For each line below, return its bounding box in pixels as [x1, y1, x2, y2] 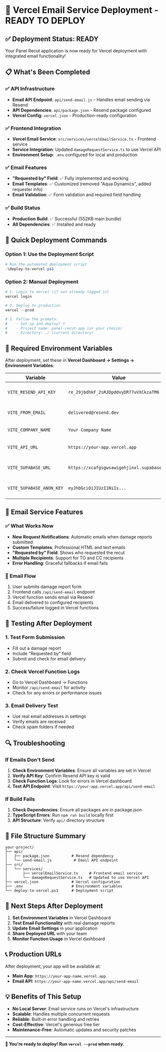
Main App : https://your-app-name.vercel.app [12, 973, 106, 979]
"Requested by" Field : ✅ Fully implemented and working [12, 175, 128, 181]
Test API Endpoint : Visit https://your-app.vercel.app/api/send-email [12, 783, 156, 789]
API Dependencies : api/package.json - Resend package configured [12, 107, 151, 113]
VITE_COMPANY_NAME [7, 427, 51, 433]
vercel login [5, 294, 32, 299]
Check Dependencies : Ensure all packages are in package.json [12, 807, 142, 813]
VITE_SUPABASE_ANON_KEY [7, 485, 64, 491]
